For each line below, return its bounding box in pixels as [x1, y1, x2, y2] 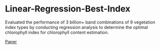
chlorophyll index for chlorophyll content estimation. [5, 29, 109, 35]
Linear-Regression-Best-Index [5, 3, 131, 14]
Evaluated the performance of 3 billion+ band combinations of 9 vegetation [5, 19, 156, 25]
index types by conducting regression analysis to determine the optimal [5, 24, 148, 30]
